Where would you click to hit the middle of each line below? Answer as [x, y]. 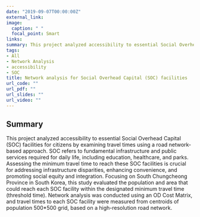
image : [14, 23]
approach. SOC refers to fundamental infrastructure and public [100, 151]
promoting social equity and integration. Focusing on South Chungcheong [97, 177]
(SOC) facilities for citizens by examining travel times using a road [87, 145]
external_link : [25, 17]
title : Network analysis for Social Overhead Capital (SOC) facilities [97, 78]
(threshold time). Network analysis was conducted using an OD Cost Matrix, [99, 195]
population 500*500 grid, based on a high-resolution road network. [89, 208]
